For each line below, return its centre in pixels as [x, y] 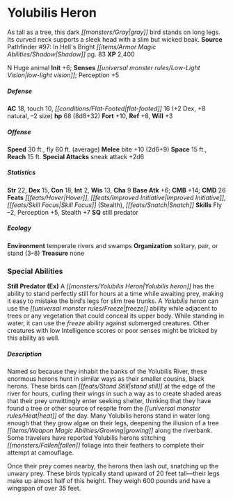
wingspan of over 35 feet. [44, 489]
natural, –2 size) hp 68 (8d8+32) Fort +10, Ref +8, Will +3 [90, 115]
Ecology [19, 228]
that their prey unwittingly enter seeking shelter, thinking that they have [109, 401]
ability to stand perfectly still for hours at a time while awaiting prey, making [115, 294]
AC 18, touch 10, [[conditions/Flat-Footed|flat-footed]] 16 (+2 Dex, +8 [106, 108]
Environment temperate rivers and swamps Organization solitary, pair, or [113, 245]
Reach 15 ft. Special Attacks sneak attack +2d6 [76, 156]
